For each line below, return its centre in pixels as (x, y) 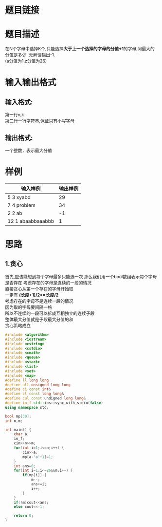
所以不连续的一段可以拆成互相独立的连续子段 (50, 313)
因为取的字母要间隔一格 (28, 307)
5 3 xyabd (19, 197)
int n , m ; (14, 421)
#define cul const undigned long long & (45, 398)
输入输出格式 (31, 82)
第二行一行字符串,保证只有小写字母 (40, 121)
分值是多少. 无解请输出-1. (30, 55)
